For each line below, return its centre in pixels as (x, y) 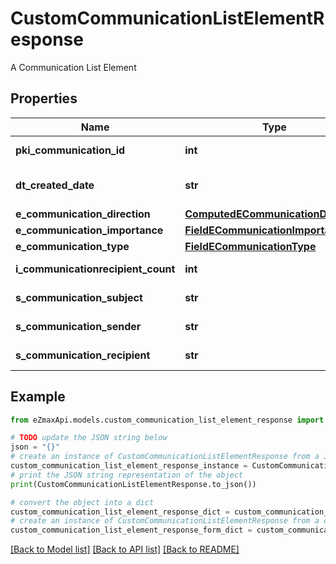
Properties (44, 98)
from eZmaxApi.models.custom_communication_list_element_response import (167, 420)
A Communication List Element (73, 67)
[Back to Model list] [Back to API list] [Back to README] (125, 549)
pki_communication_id (70, 150)
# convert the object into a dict (82, 502)
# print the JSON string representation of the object (127, 475)
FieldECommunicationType (250, 246)
